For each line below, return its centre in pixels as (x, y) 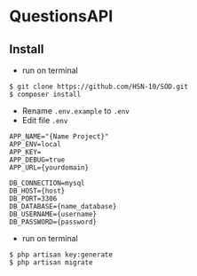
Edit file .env (45, 120)
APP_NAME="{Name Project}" (59, 137)
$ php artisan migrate (51, 263)
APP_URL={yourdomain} (49, 168)
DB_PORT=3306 (33, 199)
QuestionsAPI (61, 16)
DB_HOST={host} (37, 191)
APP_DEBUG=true (37, 160)
